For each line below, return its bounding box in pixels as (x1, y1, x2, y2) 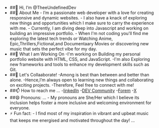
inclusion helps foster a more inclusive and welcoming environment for (9, 100, 152, 106)
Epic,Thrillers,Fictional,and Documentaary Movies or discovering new (9, 41, 149, 46)
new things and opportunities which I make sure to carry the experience (9, 20, 154, 26)
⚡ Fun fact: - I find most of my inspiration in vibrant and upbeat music (9, 110, 149, 116)
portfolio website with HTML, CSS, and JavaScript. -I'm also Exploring (9, 56, 150, 62)
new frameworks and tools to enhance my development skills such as (9, 61, 149, 67)
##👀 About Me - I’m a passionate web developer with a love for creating (9, 10, 154, 16)
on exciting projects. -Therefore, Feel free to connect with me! (9, 82, 134, 88)
